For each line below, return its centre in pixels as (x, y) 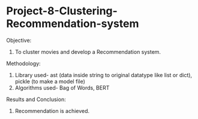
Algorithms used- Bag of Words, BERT (62, 87)
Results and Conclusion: (36, 99)
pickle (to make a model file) (50, 81)
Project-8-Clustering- (62, 11)
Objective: (19, 40)
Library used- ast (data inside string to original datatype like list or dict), (103, 75)
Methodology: (23, 63)
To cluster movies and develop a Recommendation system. (88, 51)
